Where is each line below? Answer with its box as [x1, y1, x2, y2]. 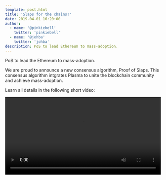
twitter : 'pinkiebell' [14, 30, 61, 35]
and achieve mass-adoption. [5, 77, 63, 83]
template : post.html [5, 7, 48, 12]
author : [5, 21, 21, 26]
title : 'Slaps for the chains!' [5, 12, 72, 17]
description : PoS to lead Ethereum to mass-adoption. [5, 44, 119, 49]
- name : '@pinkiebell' [9, 26, 56, 31]
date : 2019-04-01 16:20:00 [5, 16, 61, 21]
